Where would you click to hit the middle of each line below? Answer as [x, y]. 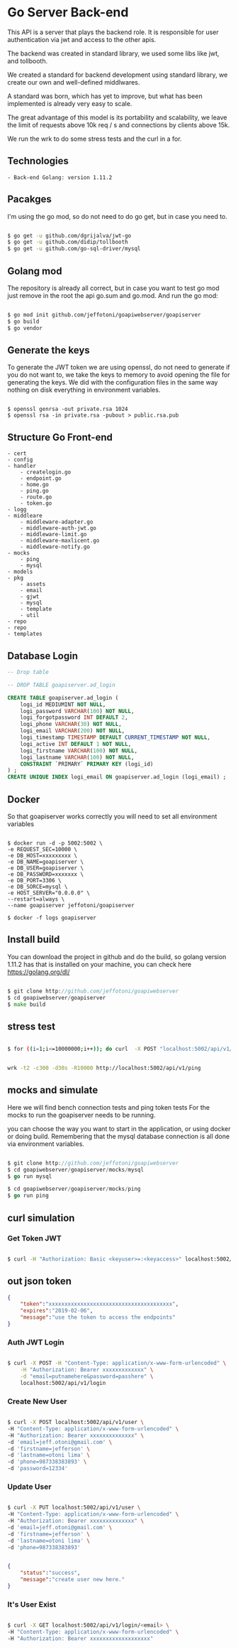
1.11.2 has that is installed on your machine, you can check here [100, 964]
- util [30, 616]
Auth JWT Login [36, 1342]
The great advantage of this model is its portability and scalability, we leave [117, 117]
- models [20, 572]
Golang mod [35, 271]
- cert [17, 454]
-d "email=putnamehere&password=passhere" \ [87, 1376]
